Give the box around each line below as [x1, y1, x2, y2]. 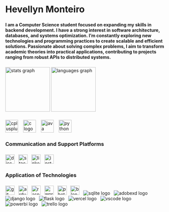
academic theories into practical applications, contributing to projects [5, 49, 157, 55]
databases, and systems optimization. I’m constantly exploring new [5, 33, 152, 39]
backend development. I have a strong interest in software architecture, [5, 27, 160, 34]
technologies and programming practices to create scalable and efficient [5, 38, 163, 44]
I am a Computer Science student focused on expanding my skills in [5, 22, 152, 28]
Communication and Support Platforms [5, 140, 104, 147]
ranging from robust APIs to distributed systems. [5, 54, 111, 60]
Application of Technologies [5, 171, 77, 178]
